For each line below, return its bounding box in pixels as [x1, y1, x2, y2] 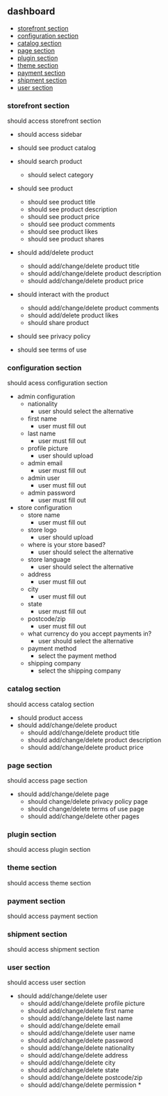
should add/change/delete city [27, 1058, 116, 1067]
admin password [27, 488, 76, 497]
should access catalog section [7, 700, 94, 708]
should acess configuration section [7, 379, 108, 387]
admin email [27, 459, 62, 467]
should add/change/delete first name [27, 1007, 134, 1015]
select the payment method [37, 652, 117, 660]
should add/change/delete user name [27, 1029, 135, 1037]
